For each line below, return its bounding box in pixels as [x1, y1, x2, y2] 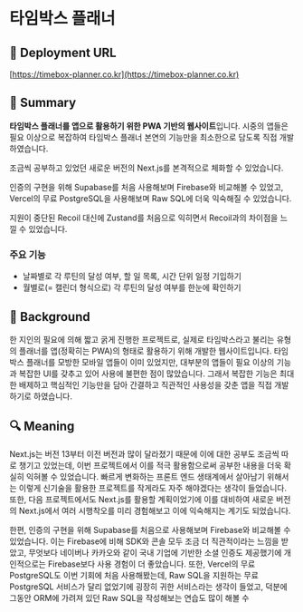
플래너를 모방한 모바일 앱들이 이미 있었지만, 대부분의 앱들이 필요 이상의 [25, 356, 275, 367]
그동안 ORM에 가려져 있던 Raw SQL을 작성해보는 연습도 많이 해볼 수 [9, 592, 250, 603]
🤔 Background [9, 309, 90, 325]
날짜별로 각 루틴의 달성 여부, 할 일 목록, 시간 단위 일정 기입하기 [22, 271, 242, 282]
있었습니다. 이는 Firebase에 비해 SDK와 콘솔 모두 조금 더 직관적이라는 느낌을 [9, 536, 279, 547]
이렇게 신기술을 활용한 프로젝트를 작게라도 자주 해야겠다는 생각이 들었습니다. [18, 482, 288, 493]
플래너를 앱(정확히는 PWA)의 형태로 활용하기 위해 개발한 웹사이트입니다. [18, 345, 272, 356]
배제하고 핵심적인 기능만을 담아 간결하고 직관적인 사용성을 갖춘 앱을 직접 [18, 379, 273, 390]
